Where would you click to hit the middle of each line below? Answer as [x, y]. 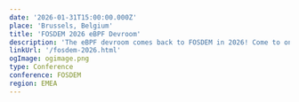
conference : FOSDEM [45, 75]
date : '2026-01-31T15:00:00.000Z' [73, 17]
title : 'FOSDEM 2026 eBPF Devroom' [75, 34]
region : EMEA [33, 83]
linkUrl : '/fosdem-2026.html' [65, 51]
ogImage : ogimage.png [49, 59]
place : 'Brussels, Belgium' [61, 26]
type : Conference [41, 67]
